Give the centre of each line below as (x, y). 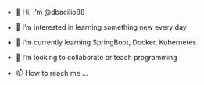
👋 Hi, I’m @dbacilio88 (50, 12)
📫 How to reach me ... (52, 73)
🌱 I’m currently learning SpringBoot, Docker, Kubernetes (106, 42)
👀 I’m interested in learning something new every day (101, 27)
